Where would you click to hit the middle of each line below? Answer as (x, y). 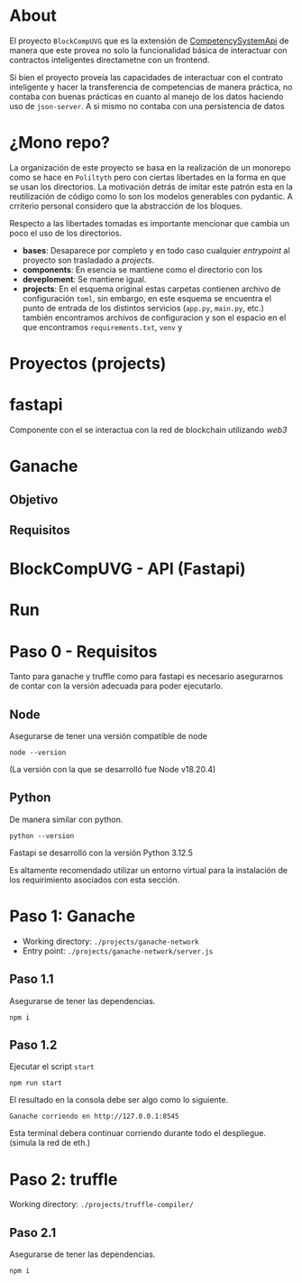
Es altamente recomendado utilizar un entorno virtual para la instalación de (149, 870)
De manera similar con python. (66, 819)
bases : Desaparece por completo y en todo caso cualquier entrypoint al (156, 250)
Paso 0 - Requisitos (83, 651)
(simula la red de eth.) (50, 1143)
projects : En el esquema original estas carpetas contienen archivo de (151, 289)
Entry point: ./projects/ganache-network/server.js (118, 951)
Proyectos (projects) (88, 364)
